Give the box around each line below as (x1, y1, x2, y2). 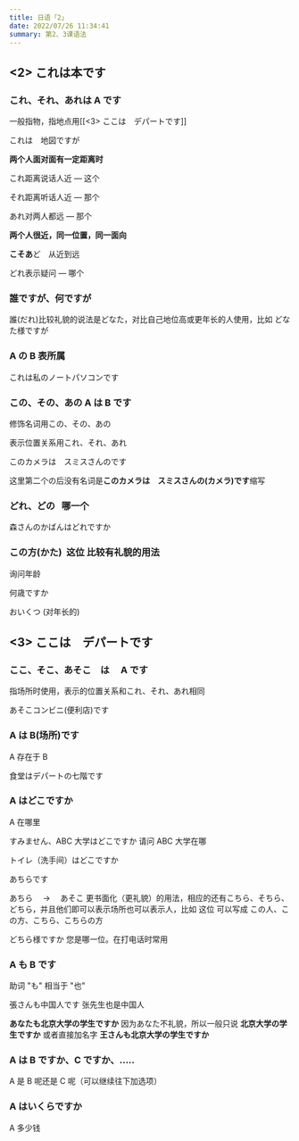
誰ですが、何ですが (9, 292, 92, 304)
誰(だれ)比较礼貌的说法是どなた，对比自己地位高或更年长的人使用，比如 (9, 314, 273, 325)
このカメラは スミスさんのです (9, 456, 127, 467)
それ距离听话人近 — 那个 (9, 192, 100, 203)
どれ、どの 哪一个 (9, 499, 89, 512)
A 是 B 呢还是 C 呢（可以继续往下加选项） (9, 1076, 162, 1087)
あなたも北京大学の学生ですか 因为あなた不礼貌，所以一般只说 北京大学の (9, 1019, 279, 1029)
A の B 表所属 (9, 350, 66, 362)
